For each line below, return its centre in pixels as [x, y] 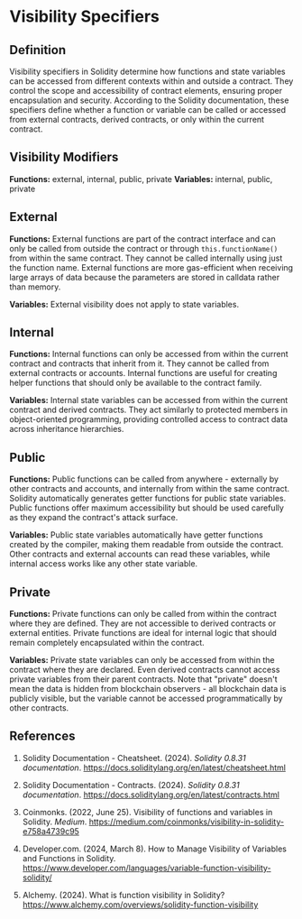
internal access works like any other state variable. [104, 564]
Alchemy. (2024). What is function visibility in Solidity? [124, 895]
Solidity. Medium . [55, 822]
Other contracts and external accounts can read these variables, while [140, 554]
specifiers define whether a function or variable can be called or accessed [148, 110]
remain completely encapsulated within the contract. [107, 643]
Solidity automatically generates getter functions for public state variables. [148, 499]
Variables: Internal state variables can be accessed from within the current [149, 400]
